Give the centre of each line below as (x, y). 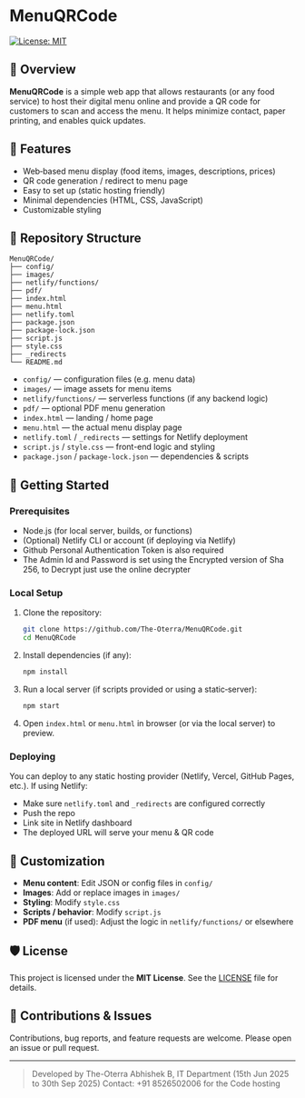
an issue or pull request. (54, 1047)
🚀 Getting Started (59, 485)
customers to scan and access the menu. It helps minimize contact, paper (148, 111)
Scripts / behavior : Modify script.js (92, 912)
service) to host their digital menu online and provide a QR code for (135, 101)
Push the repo (49, 814)
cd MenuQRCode (49, 638)
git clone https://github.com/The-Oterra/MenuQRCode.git (133, 629)
